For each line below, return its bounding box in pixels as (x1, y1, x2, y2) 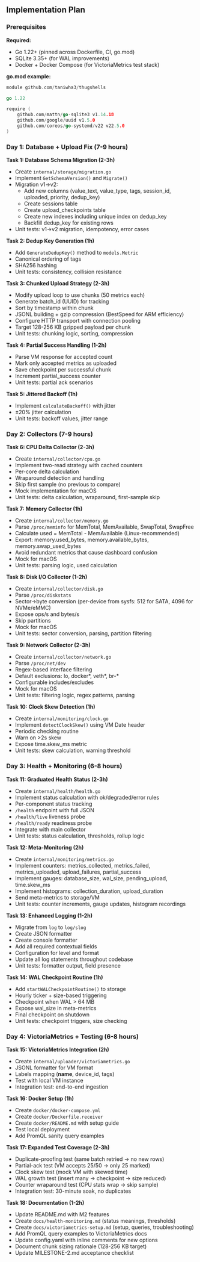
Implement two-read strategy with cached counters (14, 462, 143, 469)
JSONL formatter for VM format (14, 1064, 94, 1071)
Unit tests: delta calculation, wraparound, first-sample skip (14, 494, 160, 501)
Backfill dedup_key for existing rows (23, 219, 114, 226)
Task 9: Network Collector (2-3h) (6, 641, 91, 649)
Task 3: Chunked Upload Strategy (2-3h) (6, 280, 110, 287)
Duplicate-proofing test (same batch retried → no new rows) (14, 1155, 165, 1163)
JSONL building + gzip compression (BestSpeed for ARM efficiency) (14, 311, 184, 318)
